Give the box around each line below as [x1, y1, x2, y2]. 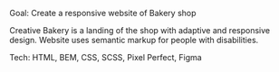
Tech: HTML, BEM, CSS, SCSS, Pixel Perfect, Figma [9, 52, 202, 62]
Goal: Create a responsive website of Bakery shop [9, 8, 197, 18]
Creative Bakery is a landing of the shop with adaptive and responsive [9, 25, 270, 35]
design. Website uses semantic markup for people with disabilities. [9, 35, 259, 45]
